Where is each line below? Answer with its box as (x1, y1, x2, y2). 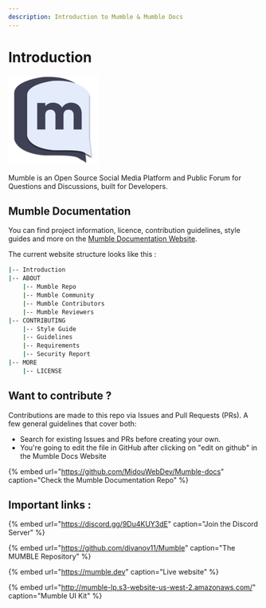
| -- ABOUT (8, 274, 41, 282)
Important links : (8, 498, 92, 511)
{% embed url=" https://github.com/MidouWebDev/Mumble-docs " (8, 467, 225, 476)
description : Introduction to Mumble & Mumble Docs (8, 13, 183, 21)
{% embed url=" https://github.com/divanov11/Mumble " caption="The (8, 543, 236, 553)
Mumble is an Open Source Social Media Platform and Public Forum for (8, 172, 241, 183)
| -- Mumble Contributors (22, 299, 105, 307)
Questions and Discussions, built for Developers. (8, 181, 169, 191)
